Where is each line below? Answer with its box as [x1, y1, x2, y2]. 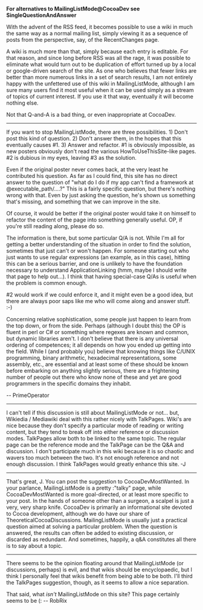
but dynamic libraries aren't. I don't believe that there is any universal [6, 335, 178, 342]
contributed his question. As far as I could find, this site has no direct [6, 172, 178, 179]
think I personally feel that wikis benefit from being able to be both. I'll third [6, 572, 193, 580]
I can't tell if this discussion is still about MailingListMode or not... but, [6, 409, 179, 416]
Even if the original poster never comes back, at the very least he [6, 166, 169, 173]
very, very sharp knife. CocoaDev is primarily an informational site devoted [6, 503, 192, 511]
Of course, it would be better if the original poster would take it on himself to [6, 210, 196, 217]
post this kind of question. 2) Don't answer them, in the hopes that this [6, 135, 182, 142]
